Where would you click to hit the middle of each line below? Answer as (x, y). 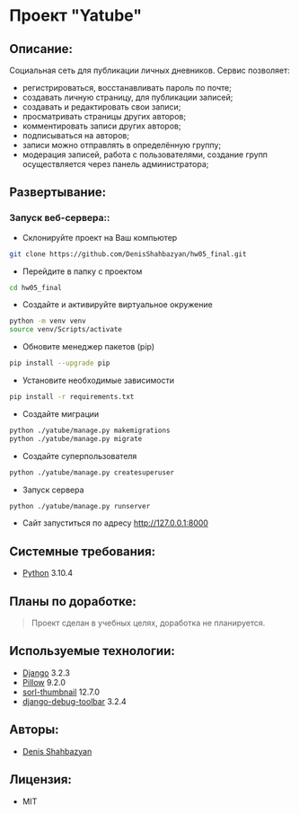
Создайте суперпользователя (79, 456)
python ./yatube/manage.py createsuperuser (92, 473)
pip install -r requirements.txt (72, 397)
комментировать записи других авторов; (101, 126)
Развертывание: (57, 193)
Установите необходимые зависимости (98, 380)
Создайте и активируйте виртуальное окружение (117, 305)
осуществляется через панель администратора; (115, 164)
